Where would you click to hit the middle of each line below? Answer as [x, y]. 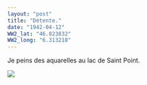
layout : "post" [30, 14]
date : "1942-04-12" [36, 27]
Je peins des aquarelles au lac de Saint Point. [74, 60]
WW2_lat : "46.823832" [39, 34]
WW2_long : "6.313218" [39, 40]
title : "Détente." [34, 21]
